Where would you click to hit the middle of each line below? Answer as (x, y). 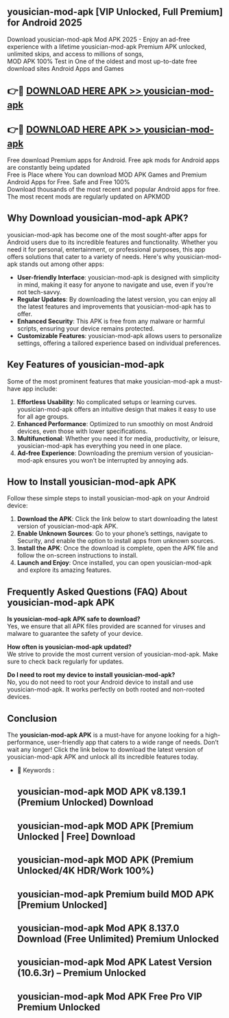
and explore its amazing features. (64, 570)
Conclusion (32, 718)
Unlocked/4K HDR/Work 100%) (85, 871)
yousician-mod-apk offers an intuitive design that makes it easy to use (117, 409)
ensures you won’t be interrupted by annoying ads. (116, 460)
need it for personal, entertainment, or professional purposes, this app (106, 249)
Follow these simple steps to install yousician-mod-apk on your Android (108, 498)
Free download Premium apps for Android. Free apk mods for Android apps (113, 160)
